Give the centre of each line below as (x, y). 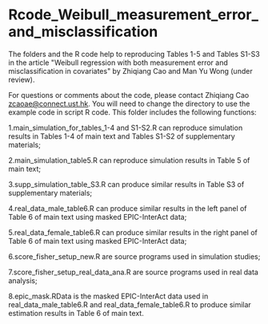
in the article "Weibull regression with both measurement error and (118, 63)
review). (22, 79)
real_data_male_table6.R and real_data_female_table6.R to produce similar (130, 304)
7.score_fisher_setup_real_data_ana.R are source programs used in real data (133, 272)
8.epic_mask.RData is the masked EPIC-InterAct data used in (108, 296)
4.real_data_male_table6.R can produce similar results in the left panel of (128, 208)
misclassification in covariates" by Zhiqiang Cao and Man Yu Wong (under (131, 71)
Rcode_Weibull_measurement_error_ (133, 15)
